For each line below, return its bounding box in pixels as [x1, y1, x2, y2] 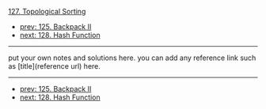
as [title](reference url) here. [8, 62, 101, 70]
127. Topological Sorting [8, 7, 86, 16]
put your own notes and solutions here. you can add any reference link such [8, 53, 256, 62]
